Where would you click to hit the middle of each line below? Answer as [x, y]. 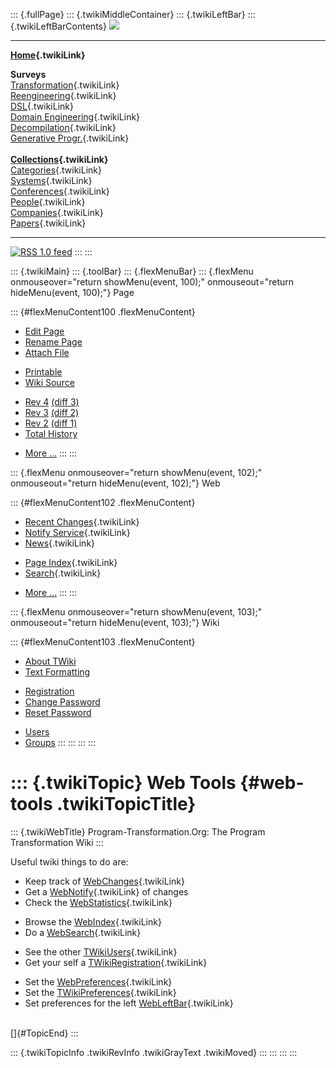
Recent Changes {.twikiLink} [82, 522]
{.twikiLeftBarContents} [58, 26]
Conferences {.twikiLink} [60, 191]
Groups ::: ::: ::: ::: [60, 742]
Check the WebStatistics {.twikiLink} [98, 902]
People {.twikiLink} [48, 202]
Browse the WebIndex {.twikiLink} [93, 921]
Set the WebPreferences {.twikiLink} [98, 981]
